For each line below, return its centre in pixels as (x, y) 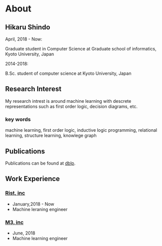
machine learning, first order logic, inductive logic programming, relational (81, 130)
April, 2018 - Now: (24, 39)
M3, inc (14, 222)
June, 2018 (24, 233)
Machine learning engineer (40, 238)
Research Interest (33, 89)
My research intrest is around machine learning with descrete (68, 101)
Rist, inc (15, 193)
